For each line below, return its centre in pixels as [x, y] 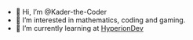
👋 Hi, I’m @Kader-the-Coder [61, 12]
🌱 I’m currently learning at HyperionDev [79, 28]
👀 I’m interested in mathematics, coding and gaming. [100, 20]
